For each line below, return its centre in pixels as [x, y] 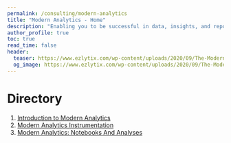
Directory [35, 99]
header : [18, 52]
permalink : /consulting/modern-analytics [67, 13]
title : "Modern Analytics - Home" [57, 20]
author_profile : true [38, 33]
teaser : [24, 58]
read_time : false [32, 45]
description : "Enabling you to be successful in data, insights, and [109, 26]
